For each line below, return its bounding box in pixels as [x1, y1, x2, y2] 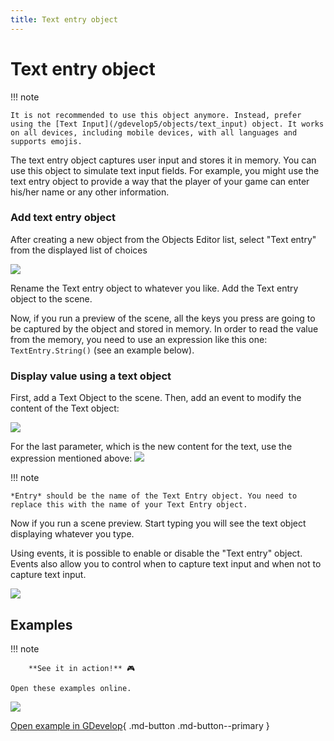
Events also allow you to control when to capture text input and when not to [10, 558, 322, 570]
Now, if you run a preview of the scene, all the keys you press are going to [10, 312, 316, 324]
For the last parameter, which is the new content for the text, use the [10, 441, 293, 453]
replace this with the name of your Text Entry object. [10, 500, 248, 510]
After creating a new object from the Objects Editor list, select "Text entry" [10, 233, 317, 245]
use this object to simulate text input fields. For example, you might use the [10, 164, 320, 176]
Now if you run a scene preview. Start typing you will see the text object [10, 517, 307, 530]
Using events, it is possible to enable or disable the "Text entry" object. [10, 547, 303, 560]
